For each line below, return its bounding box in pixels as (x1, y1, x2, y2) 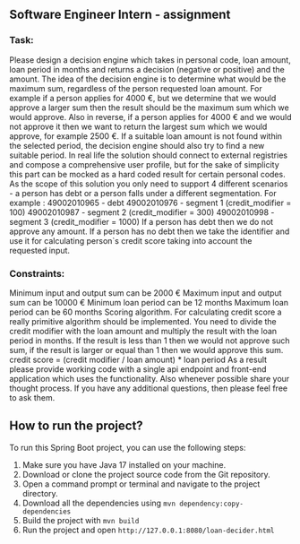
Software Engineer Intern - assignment (9, 7, 231, 22)
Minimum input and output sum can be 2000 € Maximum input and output (9, 287, 282, 298)
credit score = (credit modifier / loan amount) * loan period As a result (9, 354, 267, 365)
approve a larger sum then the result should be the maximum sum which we (9, 102, 289, 113)
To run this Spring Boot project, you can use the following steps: (9, 442, 246, 453)
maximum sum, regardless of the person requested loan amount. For (9, 82, 262, 93)
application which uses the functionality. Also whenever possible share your (9, 373, 290, 384)
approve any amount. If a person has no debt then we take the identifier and (9, 226, 290, 237)
